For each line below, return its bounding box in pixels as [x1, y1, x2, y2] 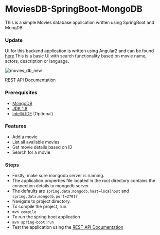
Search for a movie [12, 149, 51, 155]
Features [5, 123, 27, 129]
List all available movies [12, 139, 60, 145]
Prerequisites [5, 89, 37, 96]
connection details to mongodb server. [12, 183, 90, 189]
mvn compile [12, 210, 36, 215]
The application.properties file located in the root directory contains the [12, 178, 156, 183]
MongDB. [5, 24, 24, 30]
